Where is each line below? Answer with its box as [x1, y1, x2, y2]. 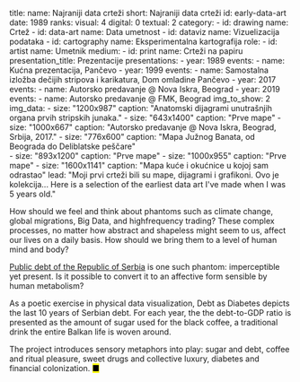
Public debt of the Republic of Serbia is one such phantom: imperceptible [9, 262, 280, 272]
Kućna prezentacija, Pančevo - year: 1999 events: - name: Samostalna [9, 65, 269, 75]
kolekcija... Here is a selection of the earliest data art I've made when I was [9, 179, 286, 189]
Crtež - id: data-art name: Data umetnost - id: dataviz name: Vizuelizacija [9, 27, 280, 37]
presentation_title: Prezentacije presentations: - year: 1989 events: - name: [9, 56, 286, 65]
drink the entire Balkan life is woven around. [9, 326, 172, 337]
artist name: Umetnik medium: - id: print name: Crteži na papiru [9, 46, 243, 56]
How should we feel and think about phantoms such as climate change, [9, 206, 274, 216]
